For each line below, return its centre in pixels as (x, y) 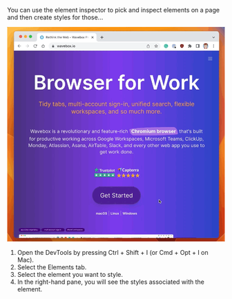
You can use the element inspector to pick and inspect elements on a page (113, 10)
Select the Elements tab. (52, 267)
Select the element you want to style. (70, 275)
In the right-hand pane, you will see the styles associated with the (111, 282)
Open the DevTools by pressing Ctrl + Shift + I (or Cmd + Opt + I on (113, 253)
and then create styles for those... (55, 17)
